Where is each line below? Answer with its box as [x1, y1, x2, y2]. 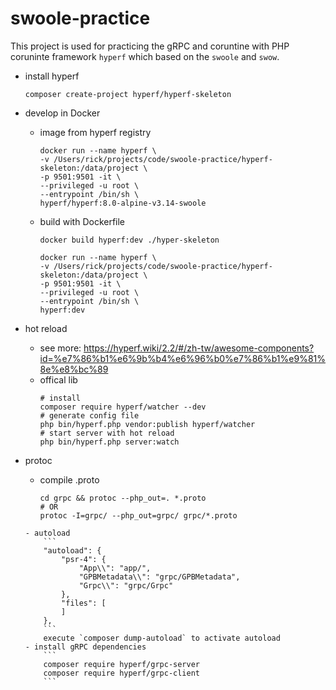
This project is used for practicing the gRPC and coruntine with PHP [10, 40, 290, 52]
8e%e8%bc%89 [39, 363, 109, 375]
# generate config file [39, 410, 140, 421]
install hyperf [24, 70, 80, 82]
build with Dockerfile [39, 215, 126, 227]
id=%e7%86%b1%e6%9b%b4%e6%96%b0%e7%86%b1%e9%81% [39, 352, 326, 364]
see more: [39, 342, 82, 354]
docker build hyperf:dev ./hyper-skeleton [39, 235, 220, 245]
